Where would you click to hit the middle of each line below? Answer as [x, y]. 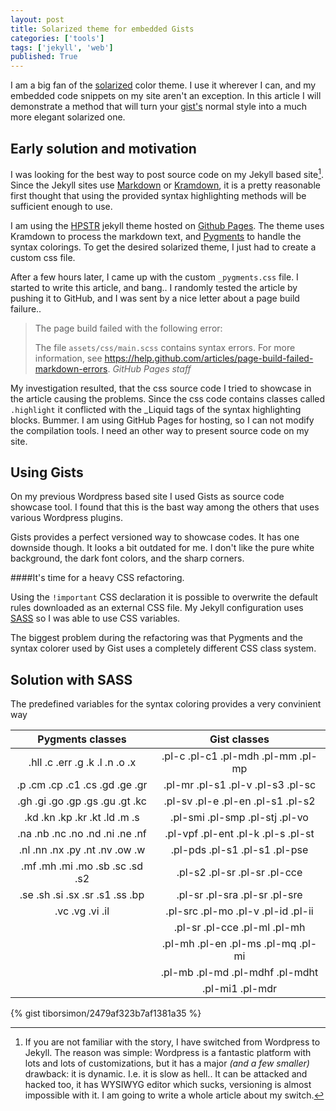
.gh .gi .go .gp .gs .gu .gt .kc [82, 801]
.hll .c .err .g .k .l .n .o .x [82, 763]
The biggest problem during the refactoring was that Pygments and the [156, 638]
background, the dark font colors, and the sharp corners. [127, 558]
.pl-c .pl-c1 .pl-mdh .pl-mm [229, 756]
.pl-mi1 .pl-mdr [239, 989]
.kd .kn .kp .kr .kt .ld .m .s [82, 818]
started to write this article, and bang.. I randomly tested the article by [154, 287]
